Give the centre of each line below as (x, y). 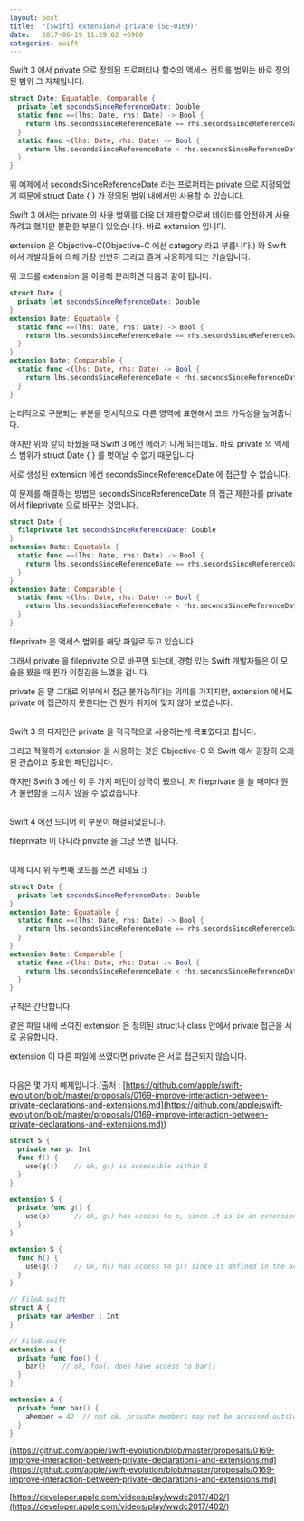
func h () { (38, 1258)
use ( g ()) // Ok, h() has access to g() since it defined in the (155, 1266)
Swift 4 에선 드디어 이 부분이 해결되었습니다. (87, 821)
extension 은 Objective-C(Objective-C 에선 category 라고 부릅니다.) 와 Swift (148, 246)
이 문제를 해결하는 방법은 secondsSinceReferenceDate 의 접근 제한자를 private (151, 493)
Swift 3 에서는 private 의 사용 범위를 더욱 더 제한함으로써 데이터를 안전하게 (141, 215)
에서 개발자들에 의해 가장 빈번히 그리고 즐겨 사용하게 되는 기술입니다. (130, 257)
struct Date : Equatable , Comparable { (82, 99)
